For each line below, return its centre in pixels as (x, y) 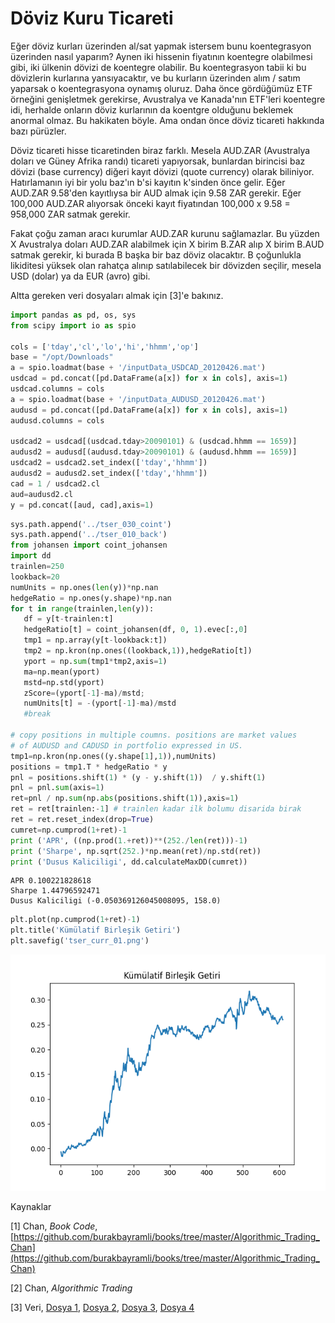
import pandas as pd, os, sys (73, 315)
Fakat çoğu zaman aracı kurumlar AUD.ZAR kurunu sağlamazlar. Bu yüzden (165, 233)
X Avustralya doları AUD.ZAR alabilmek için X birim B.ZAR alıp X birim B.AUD (167, 244)
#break (37, 714)
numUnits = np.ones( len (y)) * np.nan (84, 587)
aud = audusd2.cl (42, 494)
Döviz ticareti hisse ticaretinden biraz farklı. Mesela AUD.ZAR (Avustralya (160, 150)
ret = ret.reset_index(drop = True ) (82, 820)
